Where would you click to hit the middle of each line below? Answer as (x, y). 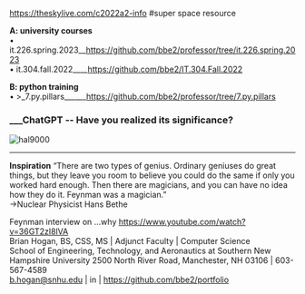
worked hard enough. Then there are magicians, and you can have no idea (148, 185)
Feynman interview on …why (63, 222)
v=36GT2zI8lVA (39, 231)
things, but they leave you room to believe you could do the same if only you (152, 175)
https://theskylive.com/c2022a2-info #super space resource (123, 13)
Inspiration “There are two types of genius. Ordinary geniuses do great (143, 166)
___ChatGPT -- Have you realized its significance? (122, 120)
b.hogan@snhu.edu (46, 279)
